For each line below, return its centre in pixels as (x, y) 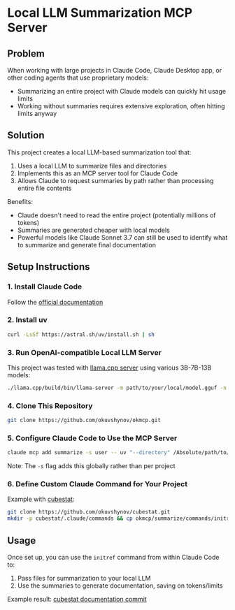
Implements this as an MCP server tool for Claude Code (98, 173)
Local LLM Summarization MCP (100, 13)
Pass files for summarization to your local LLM (84, 579)
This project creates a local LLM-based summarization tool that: (99, 152)
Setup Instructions (49, 267)
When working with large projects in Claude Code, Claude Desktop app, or (115, 70)
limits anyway (37, 114)
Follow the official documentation (55, 302)
